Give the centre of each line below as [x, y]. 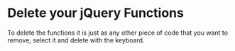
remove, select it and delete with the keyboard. [76, 40]
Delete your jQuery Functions [96, 13]
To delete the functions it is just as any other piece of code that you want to [118, 33]
